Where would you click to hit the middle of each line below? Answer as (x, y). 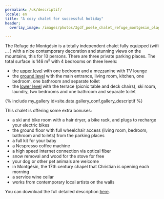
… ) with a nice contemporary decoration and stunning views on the (73, 51)
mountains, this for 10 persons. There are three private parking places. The (80, 56)
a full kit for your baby (34, 141)
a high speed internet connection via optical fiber (61, 151)
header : (13, 23)
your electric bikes (31, 125)
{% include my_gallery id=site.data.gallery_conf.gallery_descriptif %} (74, 101)
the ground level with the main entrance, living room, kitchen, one (78, 76)
